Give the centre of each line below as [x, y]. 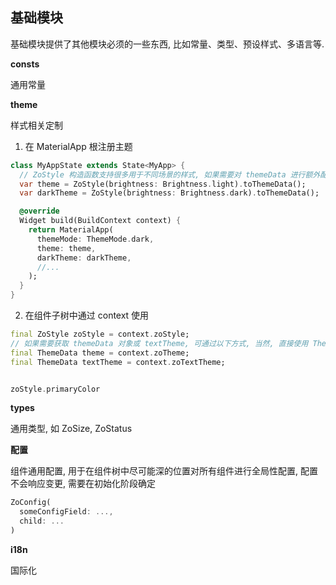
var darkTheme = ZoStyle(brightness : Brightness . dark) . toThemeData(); [169, 193]
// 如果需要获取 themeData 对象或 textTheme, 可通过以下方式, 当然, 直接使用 [159, 343]
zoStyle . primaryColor [55, 389]
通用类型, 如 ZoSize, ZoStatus [71, 429]
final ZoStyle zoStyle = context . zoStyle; [100, 334]
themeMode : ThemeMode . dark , [95, 239]
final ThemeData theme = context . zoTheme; [100, 353]
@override [39, 211]
